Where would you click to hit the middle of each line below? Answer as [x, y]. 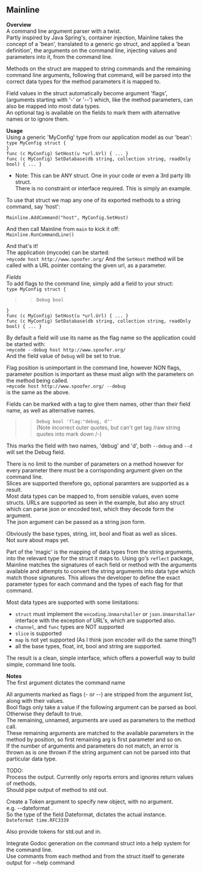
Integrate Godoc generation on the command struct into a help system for [98, 843]
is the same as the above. [38, 392]
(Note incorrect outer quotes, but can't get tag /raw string [108, 428]
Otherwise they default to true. [45, 713]
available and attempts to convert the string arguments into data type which [101, 571]
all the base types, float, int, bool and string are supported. [88, 646]
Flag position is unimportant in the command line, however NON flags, [94, 367]
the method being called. [37, 380]
